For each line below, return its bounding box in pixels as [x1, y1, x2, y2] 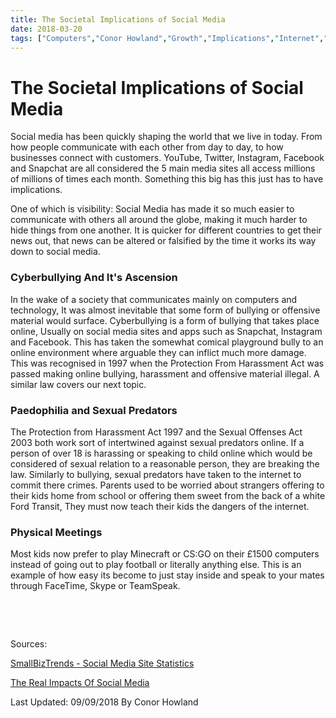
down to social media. [10, 246, 101, 258]
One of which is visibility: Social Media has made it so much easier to [10, 203, 295, 215]
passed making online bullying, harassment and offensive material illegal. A [10, 367, 320, 380]
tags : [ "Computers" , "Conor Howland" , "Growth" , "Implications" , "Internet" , [10, 33, 325, 43]
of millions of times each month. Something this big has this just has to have [10, 173, 324, 185]
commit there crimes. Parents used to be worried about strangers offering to [10, 479, 325, 491]
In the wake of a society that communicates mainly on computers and [10, 293, 298, 305]
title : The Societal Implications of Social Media [10, 14, 226, 25]
